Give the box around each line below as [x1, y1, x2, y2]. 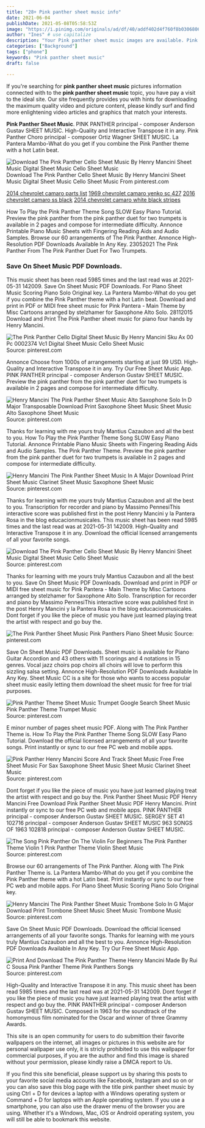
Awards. [6, 1020, 27, 1028]
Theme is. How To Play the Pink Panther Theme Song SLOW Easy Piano [6, 730, 187, 738]
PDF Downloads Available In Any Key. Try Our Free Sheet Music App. [6, 944, 179, 952]
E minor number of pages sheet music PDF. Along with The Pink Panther [6, 723, 189, 731]
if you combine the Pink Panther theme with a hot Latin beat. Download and [6, 295, 196, 303]
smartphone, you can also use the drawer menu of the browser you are [6, 1102, 185, 1110]
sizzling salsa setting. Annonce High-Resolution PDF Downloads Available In [6, 668, 198, 675]
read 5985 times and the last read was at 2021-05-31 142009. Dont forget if [6, 988, 196, 995]
